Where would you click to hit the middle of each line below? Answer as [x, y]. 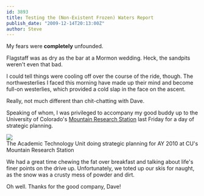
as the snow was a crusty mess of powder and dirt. [71, 175]
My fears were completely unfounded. [55, 46]
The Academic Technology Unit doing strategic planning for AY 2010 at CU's [102, 144]
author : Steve [24, 29]
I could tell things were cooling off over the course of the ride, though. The [100, 76]
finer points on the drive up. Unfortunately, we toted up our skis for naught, [100, 169]
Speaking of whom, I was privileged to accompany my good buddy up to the [102, 113]
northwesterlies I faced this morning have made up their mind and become [100, 83]
